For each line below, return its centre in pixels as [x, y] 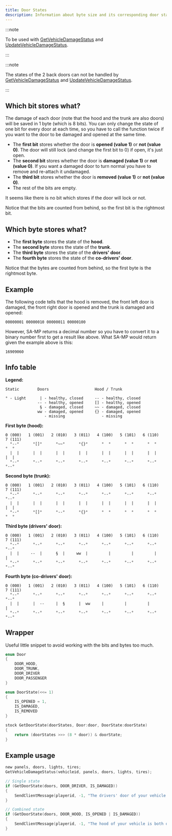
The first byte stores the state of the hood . [58, 242]
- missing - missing [83, 416]
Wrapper [20, 633]
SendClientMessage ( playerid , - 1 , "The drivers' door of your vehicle [90, 796]
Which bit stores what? [43, 106]
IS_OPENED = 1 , [31, 702]
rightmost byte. [21, 273]
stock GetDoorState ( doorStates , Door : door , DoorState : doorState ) [76, 725]
